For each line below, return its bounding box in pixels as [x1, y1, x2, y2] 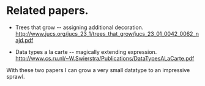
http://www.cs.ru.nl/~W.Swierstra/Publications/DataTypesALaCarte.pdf [15, 55, 195, 62]
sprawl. [6, 73, 25, 80]
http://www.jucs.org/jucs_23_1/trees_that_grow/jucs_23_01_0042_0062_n [15, 30, 199, 37]
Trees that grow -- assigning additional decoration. [15, 24, 144, 31]
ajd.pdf [15, 36, 34, 44]
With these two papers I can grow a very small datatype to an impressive [6, 66, 190, 73]
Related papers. [6, 4, 89, 18]
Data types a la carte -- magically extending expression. [15, 48, 157, 55]
